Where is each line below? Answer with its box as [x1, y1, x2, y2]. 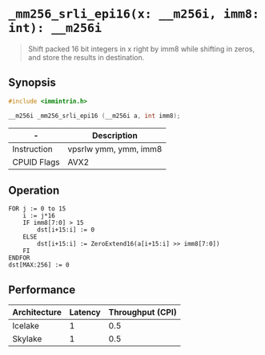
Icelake [12, 320, 40, 332]
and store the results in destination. [27, 52, 145, 62]
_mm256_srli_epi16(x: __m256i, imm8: [8, 6, 260, 22]
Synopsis [8, 75, 56, 90]
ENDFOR [8, 254, 30, 263]
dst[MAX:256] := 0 [8, 261, 70, 269]
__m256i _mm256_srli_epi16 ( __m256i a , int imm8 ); [8, 112, 181, 120]
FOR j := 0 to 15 [8, 205, 66, 213]
